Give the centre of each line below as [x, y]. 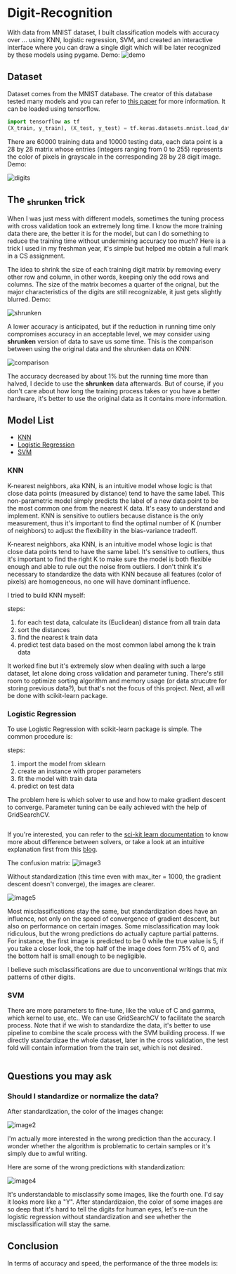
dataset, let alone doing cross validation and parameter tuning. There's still [115, 673]
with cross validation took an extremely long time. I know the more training [115, 225]
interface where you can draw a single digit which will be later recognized [114, 47]
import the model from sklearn [61, 763]
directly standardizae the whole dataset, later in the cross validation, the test [118, 1040]
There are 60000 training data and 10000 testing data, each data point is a [115, 141]
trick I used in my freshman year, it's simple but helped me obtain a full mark [118, 248]
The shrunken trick [46, 201]
